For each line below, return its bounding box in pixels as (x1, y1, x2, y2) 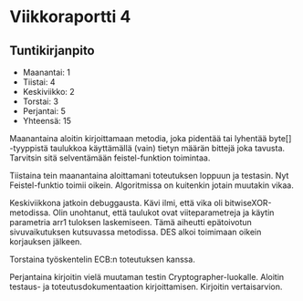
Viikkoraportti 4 (9, 6, 131, 27)
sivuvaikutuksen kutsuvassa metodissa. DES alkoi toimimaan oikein (9, 226, 262, 237)
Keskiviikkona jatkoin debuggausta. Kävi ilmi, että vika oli (9, 198, 224, 208)
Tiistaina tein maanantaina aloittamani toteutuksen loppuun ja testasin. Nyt (9, 171, 289, 181)
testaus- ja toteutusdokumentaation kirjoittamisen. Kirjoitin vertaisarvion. (9, 281, 283, 292)
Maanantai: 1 (22, 67, 71, 78)
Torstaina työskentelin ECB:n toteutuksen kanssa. (9, 254, 196, 265)
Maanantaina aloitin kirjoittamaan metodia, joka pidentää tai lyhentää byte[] (9, 133, 292, 143)
